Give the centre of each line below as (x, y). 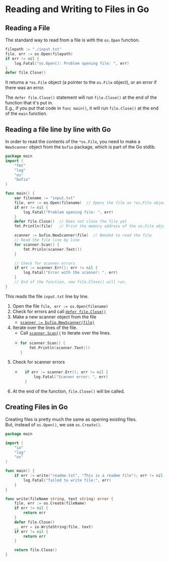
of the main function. (26, 114)
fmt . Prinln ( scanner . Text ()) (53, 249)
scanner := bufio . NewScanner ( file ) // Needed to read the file (83, 236)
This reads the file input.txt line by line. (47, 296)
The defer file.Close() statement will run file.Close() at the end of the (81, 97)
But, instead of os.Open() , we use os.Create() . (53, 424)
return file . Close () (36, 550)
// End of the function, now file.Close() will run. (71, 282)
